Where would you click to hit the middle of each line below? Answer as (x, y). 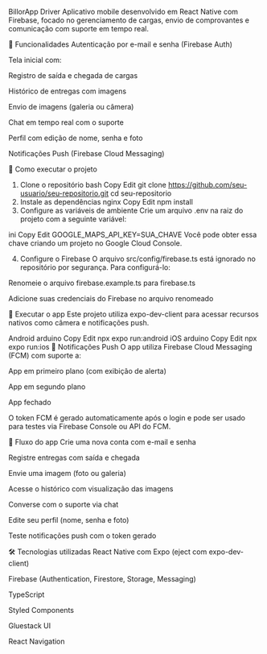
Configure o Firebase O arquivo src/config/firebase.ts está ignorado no (138, 259)
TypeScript (27, 594)
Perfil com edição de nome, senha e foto (76, 138)
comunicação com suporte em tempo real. (78, 29)
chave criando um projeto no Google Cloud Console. (95, 243)
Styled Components (41, 610)
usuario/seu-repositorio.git (64, 193)
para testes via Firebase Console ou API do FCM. (90, 426)
